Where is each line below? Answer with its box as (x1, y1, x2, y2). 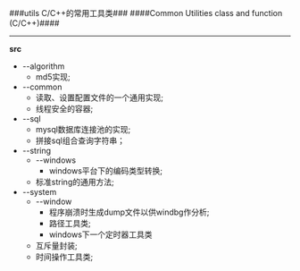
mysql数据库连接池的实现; (35, 124, 131, 134)
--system (21, 187, 57, 197)
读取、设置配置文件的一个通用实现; (35, 92, 163, 103)
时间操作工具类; (35, 251, 94, 262)
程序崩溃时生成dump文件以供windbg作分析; (48, 207, 210, 217)
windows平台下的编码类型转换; (48, 165, 163, 176)
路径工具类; (48, 218, 91, 228)
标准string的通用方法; (35, 177, 114, 187)
